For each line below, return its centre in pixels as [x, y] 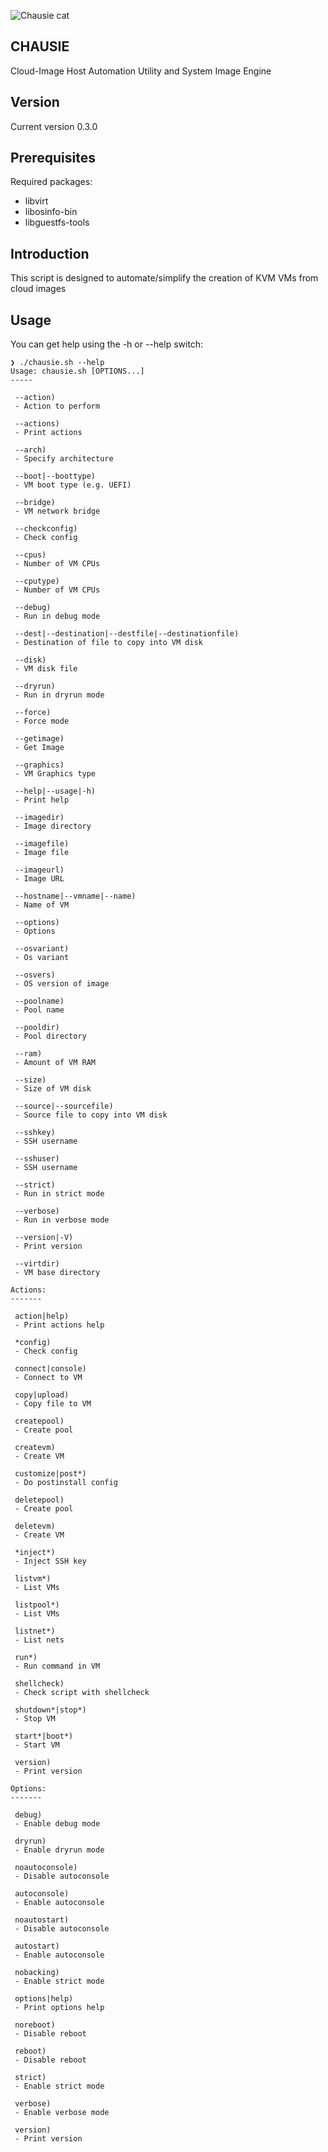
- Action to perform [57, 406]
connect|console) [50, 1369]
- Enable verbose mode [62, 2113]
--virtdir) [37, 1264]
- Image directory [53, 826]
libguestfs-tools [57, 222]
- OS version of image [62, 984]
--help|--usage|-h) [55, 791]
